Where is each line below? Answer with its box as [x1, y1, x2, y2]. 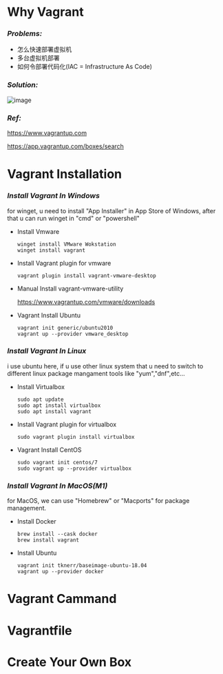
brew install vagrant [17, 537, 79, 544]
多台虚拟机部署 [17, 54, 60, 62]
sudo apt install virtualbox [17, 402, 101, 409]
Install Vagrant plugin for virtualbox [17, 420, 117, 428]
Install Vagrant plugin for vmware [17, 259, 111, 267]
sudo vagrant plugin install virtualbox [17, 433, 135, 440]
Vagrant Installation [7, 166, 123, 182]
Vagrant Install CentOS [17, 446, 82, 454]
